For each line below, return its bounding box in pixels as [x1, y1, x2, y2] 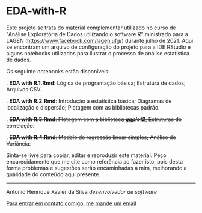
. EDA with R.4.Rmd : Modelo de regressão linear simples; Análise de [6, 134, 176, 141]
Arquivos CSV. [6, 85, 42, 93]
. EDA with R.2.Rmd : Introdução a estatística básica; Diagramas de [6, 97, 172, 105]
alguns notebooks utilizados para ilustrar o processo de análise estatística [6, 49, 190, 57]
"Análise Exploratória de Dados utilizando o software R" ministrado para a [6, 30, 188, 37]
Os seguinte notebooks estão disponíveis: [6, 67, 110, 75]
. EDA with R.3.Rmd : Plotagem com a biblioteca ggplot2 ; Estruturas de [6, 116, 182, 123]
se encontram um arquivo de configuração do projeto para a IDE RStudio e [6, 43, 191, 51]
